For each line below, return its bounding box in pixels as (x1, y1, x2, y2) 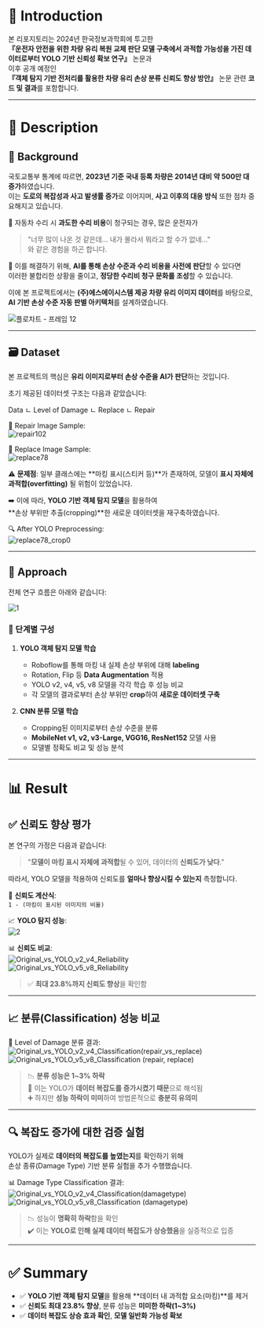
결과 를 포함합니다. (24, 83, 79, 93)
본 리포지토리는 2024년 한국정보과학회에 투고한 (8, 34, 154, 43)
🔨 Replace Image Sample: (8, 444, 91, 454)
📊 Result (8, 780, 68, 797)
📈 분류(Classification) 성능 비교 (8, 1012, 160, 1025)
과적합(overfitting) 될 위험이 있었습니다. (8, 479, 133, 488)
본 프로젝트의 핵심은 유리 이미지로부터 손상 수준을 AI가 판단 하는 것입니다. (8, 371, 230, 381)
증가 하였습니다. (8, 181, 55, 191)
